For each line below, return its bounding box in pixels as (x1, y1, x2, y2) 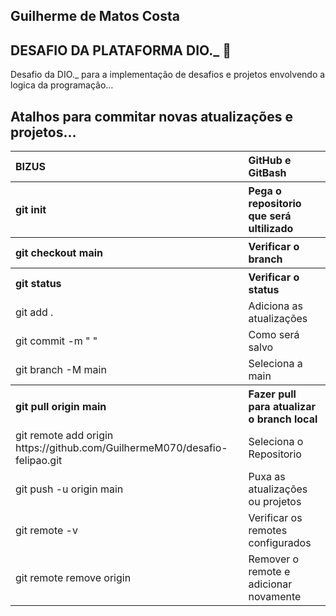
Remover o (248, 552, 300, 566)
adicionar (248, 577, 293, 591)
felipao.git (15, 454, 63, 468)
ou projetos (248, 495, 302, 509)
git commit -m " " (15, 334, 98, 348)
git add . (15, 305, 54, 319)
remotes (248, 524, 288, 538)
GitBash (248, 166, 287, 180)
